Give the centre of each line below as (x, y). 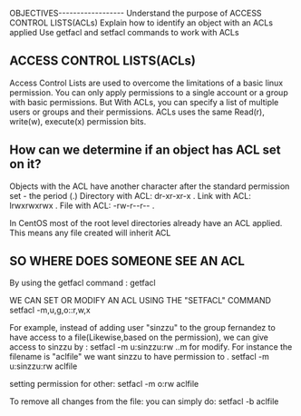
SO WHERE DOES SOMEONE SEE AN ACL (127, 261)
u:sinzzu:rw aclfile (44, 366)
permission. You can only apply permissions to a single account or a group (149, 92)
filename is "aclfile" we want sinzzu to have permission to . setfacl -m (140, 357)
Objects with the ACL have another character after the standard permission (150, 186)
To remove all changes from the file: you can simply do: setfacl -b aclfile (144, 401)
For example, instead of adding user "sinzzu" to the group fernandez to (143, 328)
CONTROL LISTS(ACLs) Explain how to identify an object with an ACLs (141, 23)
